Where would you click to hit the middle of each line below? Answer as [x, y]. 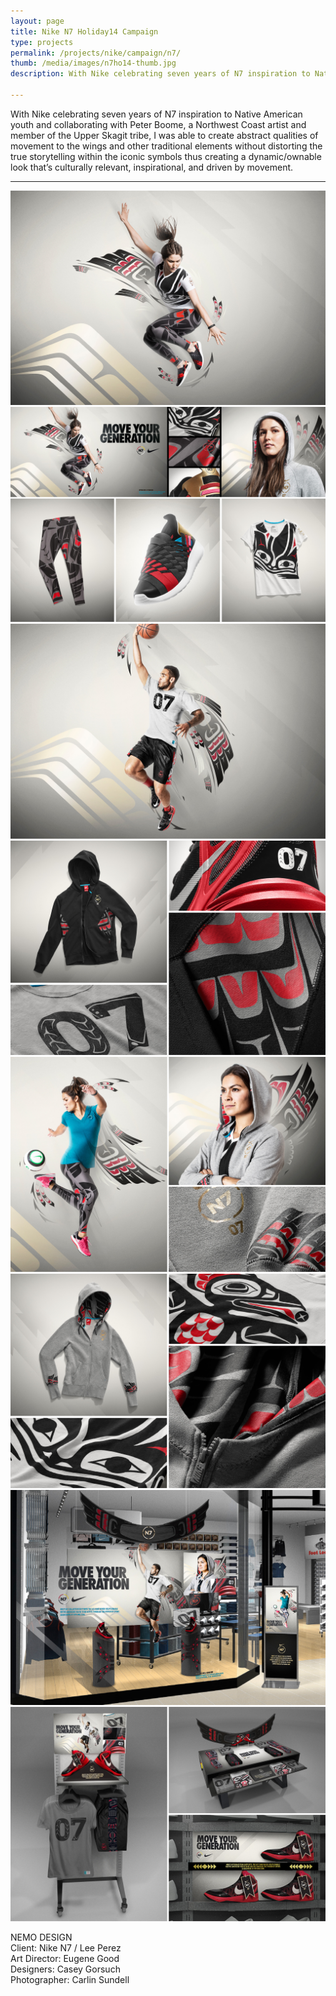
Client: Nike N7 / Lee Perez [66, 1948]
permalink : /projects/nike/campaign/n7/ [96, 53]
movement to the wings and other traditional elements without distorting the [166, 146]
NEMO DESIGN [41, 1937]
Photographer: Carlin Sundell [70, 1980]
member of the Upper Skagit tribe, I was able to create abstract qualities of [164, 135]
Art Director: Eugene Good [65, 1959]
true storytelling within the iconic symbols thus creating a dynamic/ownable [166, 156]
